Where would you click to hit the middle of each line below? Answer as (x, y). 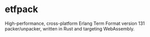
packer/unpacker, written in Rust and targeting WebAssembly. (70, 28)
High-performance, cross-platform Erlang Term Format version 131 (75, 23)
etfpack (22, 9)
